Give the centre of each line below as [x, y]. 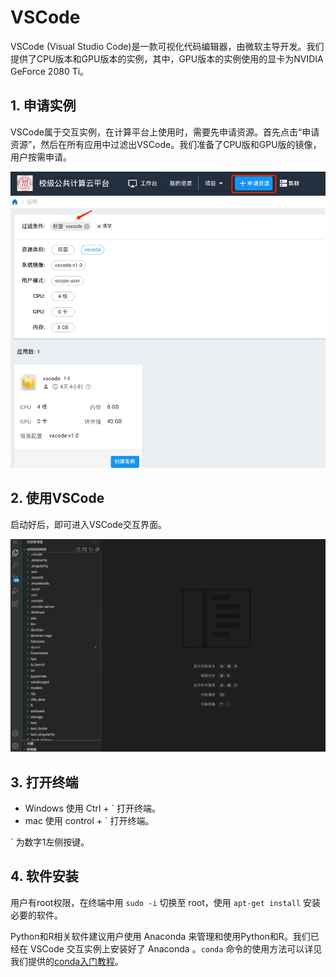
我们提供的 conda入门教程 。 [67, 961]
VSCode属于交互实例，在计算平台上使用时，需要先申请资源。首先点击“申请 [165, 132]
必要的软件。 [36, 915]
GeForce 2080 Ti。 [50, 71]
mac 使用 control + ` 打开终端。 [89, 821]
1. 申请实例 [43, 106]
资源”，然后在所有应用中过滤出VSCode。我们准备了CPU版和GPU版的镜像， [166, 144]
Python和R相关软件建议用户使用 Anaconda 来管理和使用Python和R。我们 [160, 936]
